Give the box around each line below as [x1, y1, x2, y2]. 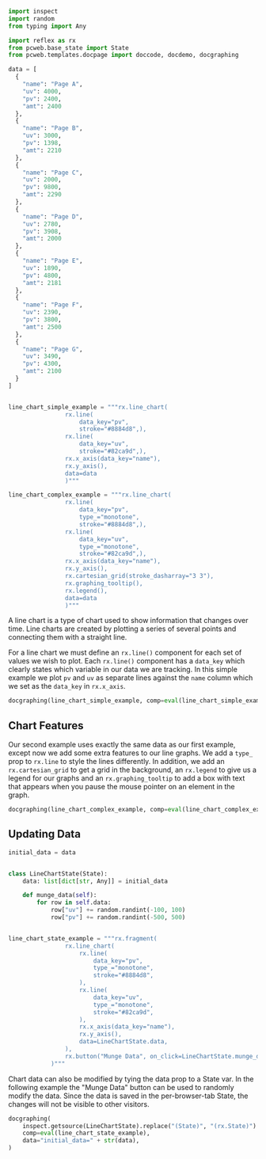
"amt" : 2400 [22, 102, 62, 110]
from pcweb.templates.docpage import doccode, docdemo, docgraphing [8, 51, 239, 59]
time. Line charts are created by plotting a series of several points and [8, 624, 237, 633]
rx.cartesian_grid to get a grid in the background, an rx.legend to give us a [8, 765, 257, 775]
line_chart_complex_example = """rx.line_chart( [8, 491, 172, 499]
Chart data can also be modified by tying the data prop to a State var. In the [8, 1073, 254, 1084]
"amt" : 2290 [22, 191, 62, 199]
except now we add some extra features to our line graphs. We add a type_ [8, 748, 253, 758]
